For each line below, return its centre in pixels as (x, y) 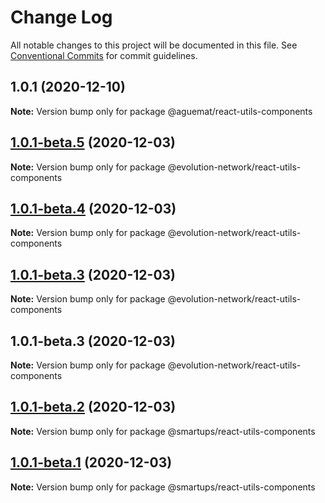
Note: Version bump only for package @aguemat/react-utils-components (161, 111)
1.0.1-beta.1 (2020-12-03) (91, 462)
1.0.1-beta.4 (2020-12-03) (93, 208)
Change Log (61, 17)
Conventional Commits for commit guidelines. (104, 55)
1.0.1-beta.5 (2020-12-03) (93, 142)
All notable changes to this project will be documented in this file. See (154, 45)
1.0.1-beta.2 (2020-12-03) (93, 407)
